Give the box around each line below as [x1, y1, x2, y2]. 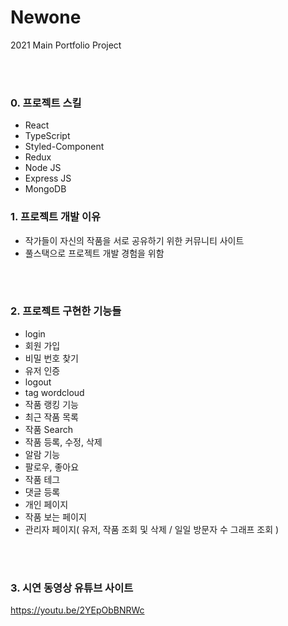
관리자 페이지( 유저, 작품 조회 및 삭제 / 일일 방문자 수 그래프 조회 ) [24, 523, 280, 535]
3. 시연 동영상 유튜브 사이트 [10, 581, 134, 595]
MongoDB [24, 183, 67, 195]
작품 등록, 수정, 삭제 [24, 436, 103, 448]
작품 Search [24, 423, 73, 435]
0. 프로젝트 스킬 [10, 96, 82, 110]
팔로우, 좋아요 [24, 461, 80, 473]
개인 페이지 [24, 498, 69, 510]
